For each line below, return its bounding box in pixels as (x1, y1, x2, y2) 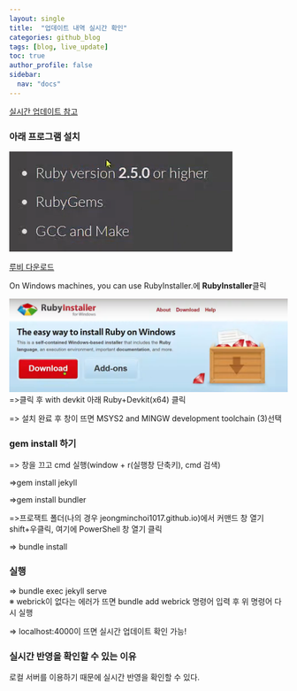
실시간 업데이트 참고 (9, 106, 78, 117)
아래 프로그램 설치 (9, 130, 81, 142)
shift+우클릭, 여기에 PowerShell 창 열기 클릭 (9, 523, 163, 534)
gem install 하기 (9, 438, 77, 450)
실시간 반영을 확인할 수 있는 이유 (9, 650, 137, 663)
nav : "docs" (17, 80, 62, 88)
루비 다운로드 (9, 262, 55, 273)
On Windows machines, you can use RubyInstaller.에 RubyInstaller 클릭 (9, 280, 267, 291)
